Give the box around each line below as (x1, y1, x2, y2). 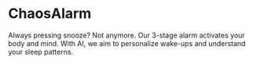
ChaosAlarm (8, 5, 92, 23)
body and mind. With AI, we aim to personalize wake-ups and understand (8, 38, 246, 48)
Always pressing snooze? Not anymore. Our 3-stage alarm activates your (8, 30, 245, 40)
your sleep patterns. (8, 47, 74, 56)
